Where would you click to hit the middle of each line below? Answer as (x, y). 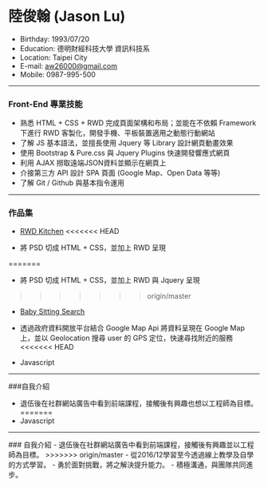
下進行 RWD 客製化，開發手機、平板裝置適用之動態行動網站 (117, 133)
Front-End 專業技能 (45, 104)
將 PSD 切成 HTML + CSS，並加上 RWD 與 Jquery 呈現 (110, 279)
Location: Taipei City (53, 57)
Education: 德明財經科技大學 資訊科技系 (85, 48)
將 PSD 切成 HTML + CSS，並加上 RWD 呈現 (93, 247)
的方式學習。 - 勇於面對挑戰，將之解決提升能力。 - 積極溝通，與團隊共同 (127, 465)
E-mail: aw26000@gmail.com (69, 65)
